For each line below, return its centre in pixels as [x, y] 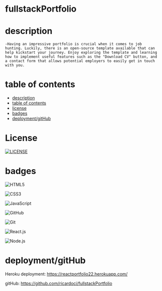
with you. [15, 65]
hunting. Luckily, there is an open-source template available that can [80, 48]
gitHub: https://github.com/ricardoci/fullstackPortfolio [59, 283]
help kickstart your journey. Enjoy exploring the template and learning [81, 53]
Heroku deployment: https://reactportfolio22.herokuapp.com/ [66, 274]
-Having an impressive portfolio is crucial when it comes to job [73, 44]
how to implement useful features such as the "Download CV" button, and [81, 57]
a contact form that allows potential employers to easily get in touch [80, 61]
